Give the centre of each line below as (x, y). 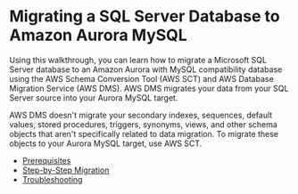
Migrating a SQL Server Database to (145, 16)
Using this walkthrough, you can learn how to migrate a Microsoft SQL (138, 60)
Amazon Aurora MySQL (98, 35)
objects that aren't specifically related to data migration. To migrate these (144, 133)
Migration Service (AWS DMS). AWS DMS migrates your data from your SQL (149, 88)
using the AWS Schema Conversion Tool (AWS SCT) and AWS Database (141, 78)
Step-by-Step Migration (66, 170)
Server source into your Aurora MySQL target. (94, 97)
